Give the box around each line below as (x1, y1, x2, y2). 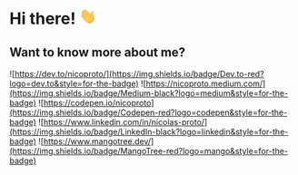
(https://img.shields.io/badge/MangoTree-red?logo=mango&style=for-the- (9, 146, 289, 157)
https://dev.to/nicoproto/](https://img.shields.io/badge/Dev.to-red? (15, 69, 265, 80)
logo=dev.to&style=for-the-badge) (9, 78, 139, 89)
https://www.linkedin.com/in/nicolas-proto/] (43, 117, 208, 128)
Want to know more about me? (9, 44, 186, 60)
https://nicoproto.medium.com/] (145, 78, 266, 89)
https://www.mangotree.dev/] (43, 136, 154, 147)
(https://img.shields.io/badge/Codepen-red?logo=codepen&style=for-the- (9, 107, 288, 118)
